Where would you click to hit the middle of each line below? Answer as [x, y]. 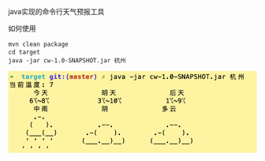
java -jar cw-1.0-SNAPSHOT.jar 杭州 [67, 61]
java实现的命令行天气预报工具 [56, 11]
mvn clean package [38, 44]
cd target [24, 52]
